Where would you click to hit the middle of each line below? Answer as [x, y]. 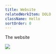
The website [18, 37]
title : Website [20, 10]
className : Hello [23, 19]
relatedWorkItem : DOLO [28, 14]
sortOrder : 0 [18, 23]
